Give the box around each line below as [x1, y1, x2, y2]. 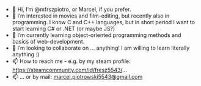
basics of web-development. [12, 38, 85, 45]
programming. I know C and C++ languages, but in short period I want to [12, 19, 196, 25]
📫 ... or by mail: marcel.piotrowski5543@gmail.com [12, 73, 143, 80]
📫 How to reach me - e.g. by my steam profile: [12, 58, 131, 65]
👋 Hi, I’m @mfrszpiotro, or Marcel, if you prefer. [12, 6, 131, 13]
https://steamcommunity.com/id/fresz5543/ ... [12, 67, 127, 73]
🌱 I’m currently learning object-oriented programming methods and [12, 31, 181, 39]
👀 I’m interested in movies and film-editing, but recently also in [12, 12, 170, 19]
